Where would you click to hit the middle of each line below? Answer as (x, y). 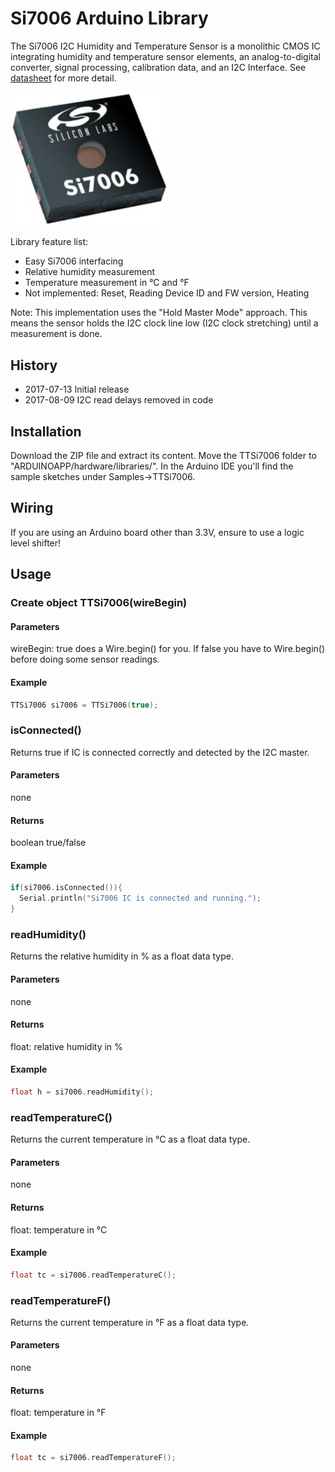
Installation (46, 431)
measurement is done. (56, 334)
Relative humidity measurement (90, 272)
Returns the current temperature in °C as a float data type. (130, 1139)
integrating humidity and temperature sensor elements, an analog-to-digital (165, 56)
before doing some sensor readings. (85, 659)
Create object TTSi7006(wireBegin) (99, 603)
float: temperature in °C (59, 1229)
